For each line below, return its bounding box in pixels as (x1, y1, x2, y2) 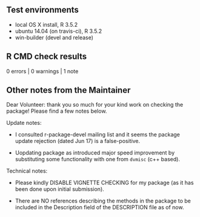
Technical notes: (6, 167, 48, 175)
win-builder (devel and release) (15, 33, 94, 41)
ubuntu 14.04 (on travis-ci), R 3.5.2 (15, 27, 102, 35)
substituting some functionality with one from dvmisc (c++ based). (15, 156, 181, 163)
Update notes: (6, 119, 42, 127)
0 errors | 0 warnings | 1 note (6, 67, 79, 75)
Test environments (6, 5, 79, 15)
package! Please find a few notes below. (6, 107, 107, 115)
